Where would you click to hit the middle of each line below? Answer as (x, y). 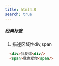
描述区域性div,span (32, 44)
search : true (19, 14)
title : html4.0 (21, 10)
